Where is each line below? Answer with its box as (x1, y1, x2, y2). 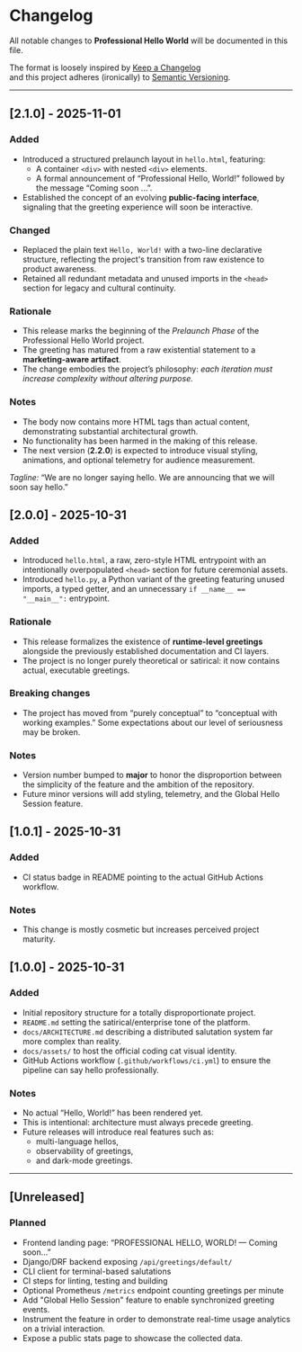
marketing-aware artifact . (22, 354, 121, 365)
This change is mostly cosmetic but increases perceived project (22, 924, 260, 936)
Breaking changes (9, 687, 91, 700)
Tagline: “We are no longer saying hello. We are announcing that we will (9, 471, 275, 482)
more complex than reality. (22, 1035, 121, 1046)
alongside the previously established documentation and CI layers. (22, 645, 270, 657)
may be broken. (22, 726, 81, 738)
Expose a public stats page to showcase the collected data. (22, 1332, 243, 1343)
